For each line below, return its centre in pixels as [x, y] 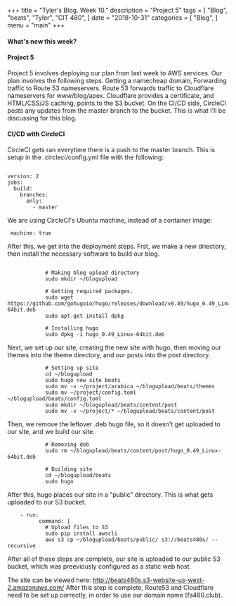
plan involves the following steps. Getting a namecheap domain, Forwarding [117, 80]
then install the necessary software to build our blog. [84, 254]
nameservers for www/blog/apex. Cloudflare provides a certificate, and [111, 95]
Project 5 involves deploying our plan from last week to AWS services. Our [115, 73]
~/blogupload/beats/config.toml [54, 399]
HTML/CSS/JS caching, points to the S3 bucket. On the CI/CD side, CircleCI [117, 103]
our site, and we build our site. [51, 432]
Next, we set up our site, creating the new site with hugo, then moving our [114, 347]
